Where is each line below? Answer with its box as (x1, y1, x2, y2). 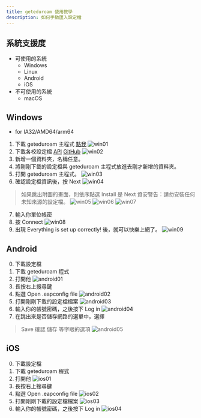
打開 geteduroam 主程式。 (14, 170, 80, 178)
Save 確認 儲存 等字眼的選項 (20, 325, 91, 333)
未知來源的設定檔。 (20, 199, 69, 206)
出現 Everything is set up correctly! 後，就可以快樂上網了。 (14, 226, 161, 233)
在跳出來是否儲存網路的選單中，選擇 (14, 312, 105, 320)
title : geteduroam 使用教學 (6, 8, 73, 15)
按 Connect (14, 218, 43, 225)
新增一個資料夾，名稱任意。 (14, 155, 84, 163)
